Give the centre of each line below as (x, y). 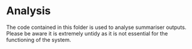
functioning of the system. (39, 40)
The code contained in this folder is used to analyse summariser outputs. (96, 27)
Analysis (28, 11)
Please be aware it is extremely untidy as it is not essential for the (87, 33)
